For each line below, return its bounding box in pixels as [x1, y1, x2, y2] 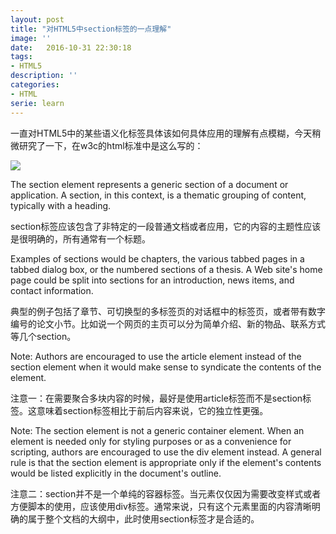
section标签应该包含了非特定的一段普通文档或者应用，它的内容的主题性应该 [10, 220, 322, 232]
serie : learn [10, 98, 65, 108]
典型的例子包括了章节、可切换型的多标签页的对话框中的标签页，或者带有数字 [10, 305, 326, 317]
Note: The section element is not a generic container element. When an [10, 424, 305, 436]
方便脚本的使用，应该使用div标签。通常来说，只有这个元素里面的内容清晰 [10, 500, 312, 512]
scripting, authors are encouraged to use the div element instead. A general [10, 446, 322, 458]
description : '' [10, 71, 78, 81]
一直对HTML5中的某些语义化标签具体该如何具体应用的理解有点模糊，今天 [10, 127, 313, 139]
